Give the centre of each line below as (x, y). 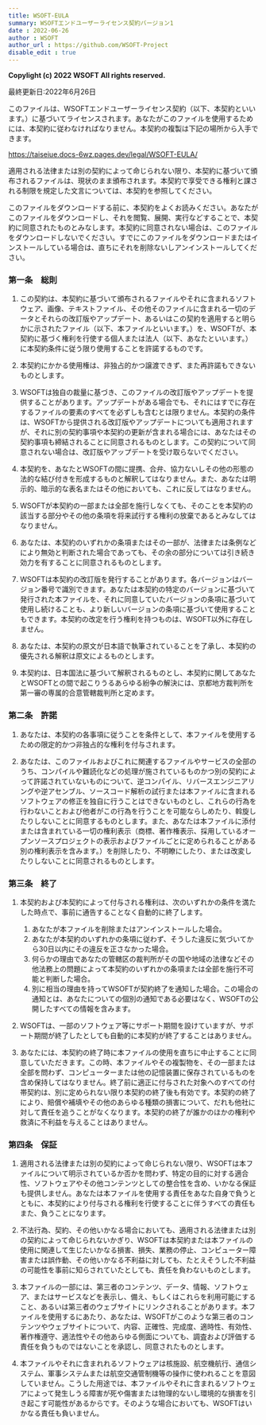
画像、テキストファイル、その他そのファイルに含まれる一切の (148, 309)
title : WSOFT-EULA (39, 16)
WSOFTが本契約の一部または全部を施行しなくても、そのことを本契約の (137, 506)
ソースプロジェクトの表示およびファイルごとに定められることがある (145, 841)
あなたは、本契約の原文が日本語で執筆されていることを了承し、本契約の (138, 646)
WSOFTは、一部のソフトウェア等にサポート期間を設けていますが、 (130, 1025)
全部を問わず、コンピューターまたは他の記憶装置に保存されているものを (138, 1072)
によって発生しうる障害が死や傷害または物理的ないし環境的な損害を (138, 1393)
